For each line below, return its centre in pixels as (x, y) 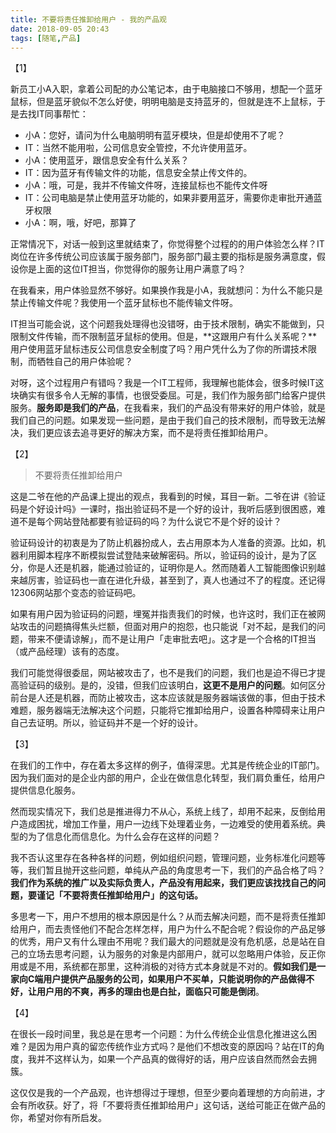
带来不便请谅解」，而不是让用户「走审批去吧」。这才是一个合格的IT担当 (172, 639)
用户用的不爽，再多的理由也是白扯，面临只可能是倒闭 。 (150, 992)
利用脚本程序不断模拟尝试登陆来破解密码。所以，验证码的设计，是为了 (163, 555)
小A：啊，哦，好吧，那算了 (80, 223)
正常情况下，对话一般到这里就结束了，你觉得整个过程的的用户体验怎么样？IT (167, 244)
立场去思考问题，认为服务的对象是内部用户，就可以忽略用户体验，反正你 (176, 954)
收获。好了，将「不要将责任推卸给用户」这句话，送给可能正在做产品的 (181, 1105)
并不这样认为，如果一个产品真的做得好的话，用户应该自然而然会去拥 (176, 1059)
